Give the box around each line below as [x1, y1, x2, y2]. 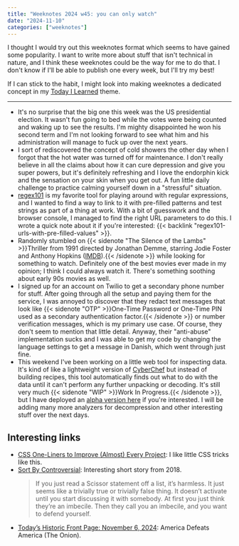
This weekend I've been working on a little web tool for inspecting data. [17, 358, 228, 366]
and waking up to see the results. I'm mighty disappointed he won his [17, 123, 222, 132]
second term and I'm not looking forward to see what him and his [17, 130, 209, 139]
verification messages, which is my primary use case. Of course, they [17, 320, 223, 329]
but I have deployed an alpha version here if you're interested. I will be [17, 396, 224, 404]
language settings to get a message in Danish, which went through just [17, 343, 225, 351]
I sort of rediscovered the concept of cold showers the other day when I [17, 145, 229, 154]
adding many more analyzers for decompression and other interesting [17, 403, 223, 412]
